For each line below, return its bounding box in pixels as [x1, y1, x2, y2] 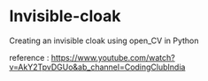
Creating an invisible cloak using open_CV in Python [9, 35, 199, 46]
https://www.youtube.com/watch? [50, 52, 175, 63]
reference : [9, 52, 50, 63]
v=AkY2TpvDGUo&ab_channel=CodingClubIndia [9, 62, 186, 72]
